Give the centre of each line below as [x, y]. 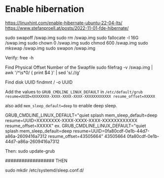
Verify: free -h [19, 57]
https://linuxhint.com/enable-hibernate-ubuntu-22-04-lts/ [64, 23]
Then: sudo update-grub [30, 151]
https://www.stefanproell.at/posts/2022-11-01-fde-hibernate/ [67, 28]
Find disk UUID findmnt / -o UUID [39, 82]
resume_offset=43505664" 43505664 [87, 136]
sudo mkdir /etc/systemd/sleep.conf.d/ [45, 170]
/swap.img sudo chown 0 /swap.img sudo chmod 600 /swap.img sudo [77, 43]
